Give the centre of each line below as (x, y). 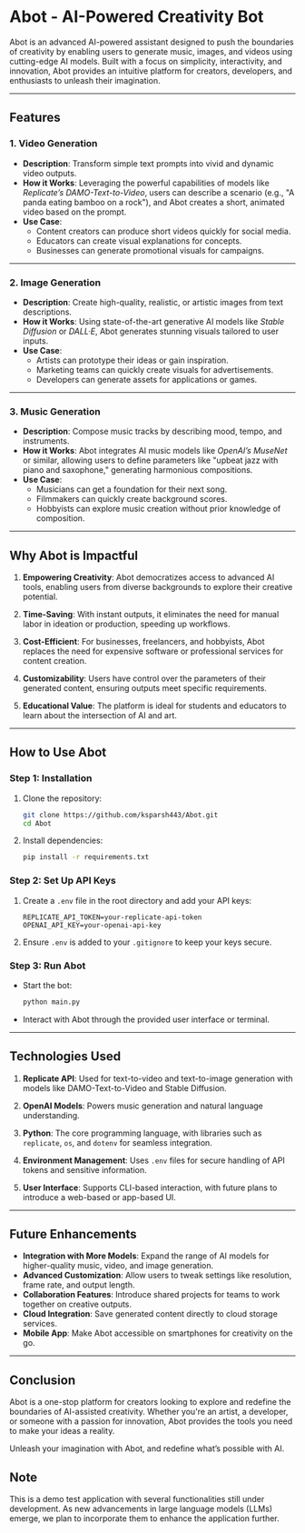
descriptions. (47, 312)
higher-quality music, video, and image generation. (118, 1266)
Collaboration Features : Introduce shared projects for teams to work (151, 1295)
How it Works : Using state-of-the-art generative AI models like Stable (153, 321)
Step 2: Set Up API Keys (63, 881)
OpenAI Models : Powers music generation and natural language (143, 1106)
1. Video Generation (54, 144)
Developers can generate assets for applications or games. (147, 379)
